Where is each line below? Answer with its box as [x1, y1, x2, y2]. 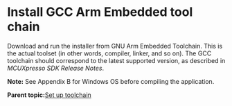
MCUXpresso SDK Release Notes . [7, 64, 105, 72]
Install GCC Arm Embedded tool [7, 4, 193, 20]
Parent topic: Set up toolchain [7, 91, 91, 99]
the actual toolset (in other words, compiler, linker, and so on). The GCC [7, 49, 212, 58]
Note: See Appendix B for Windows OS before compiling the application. [7, 77, 215, 85]
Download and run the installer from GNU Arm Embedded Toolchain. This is [7, 42, 223, 50]
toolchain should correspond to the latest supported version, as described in [7, 56, 226, 64]
